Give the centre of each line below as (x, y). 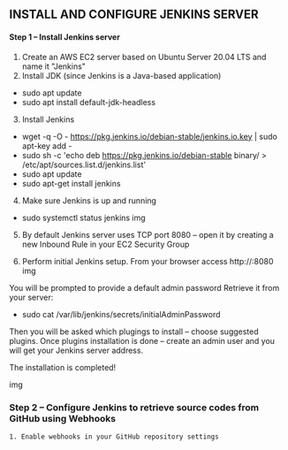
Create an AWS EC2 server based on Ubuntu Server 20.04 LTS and (144, 57)
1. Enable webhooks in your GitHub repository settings (114, 437)
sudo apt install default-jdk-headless (89, 102)
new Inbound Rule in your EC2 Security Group (106, 244)
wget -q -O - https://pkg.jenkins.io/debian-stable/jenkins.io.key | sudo (150, 136)
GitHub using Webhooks (63, 418)
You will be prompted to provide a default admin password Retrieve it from (144, 287)
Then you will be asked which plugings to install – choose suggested (134, 332)
